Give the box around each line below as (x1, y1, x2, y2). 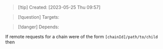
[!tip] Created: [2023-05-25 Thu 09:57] (17, 5, 101, 10)
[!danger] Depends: (17, 24, 59, 30)
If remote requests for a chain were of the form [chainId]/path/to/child (5, 34, 158, 39)
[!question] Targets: (17, 14, 60, 20)
